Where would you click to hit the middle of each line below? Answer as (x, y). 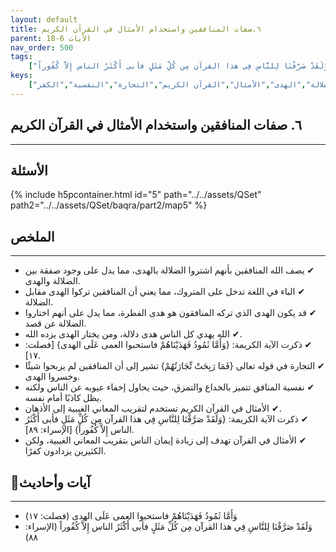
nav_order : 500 (42, 47)
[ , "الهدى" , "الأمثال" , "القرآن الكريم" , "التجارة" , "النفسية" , (167, 85)
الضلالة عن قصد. (55, 323)
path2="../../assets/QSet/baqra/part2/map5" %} (109, 205)
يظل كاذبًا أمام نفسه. (63, 398)
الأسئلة (29, 170)
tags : (21, 57)
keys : (21, 76)
